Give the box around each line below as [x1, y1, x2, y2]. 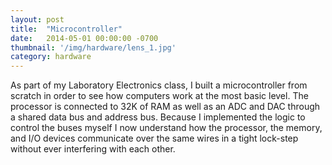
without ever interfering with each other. [10, 143, 176, 155]
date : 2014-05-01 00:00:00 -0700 [10, 33, 159, 43]
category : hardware [10, 52, 92, 62]
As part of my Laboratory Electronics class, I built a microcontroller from [10, 79, 308, 91]
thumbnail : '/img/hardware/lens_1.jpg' [10, 42, 177, 53]
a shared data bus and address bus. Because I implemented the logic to [10, 111, 306, 123]
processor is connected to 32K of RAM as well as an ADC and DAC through [10, 101, 321, 113]
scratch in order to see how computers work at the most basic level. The [10, 90, 309, 102]
